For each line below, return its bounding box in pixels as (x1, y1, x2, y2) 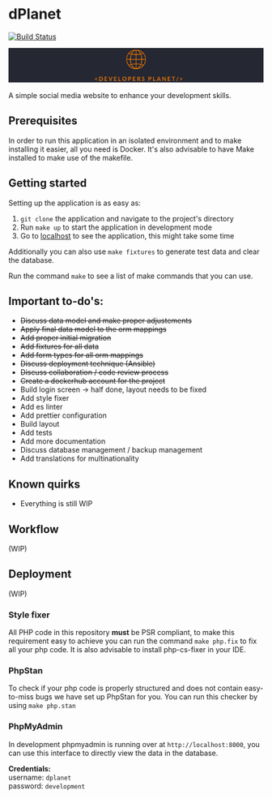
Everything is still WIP (19, 499, 93, 509)
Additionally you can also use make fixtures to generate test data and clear (8, 247, 261, 256)
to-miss (8, 692, 34, 702)
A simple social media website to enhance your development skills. (8, 90, 232, 100)
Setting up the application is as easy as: (8, 198, 142, 208)
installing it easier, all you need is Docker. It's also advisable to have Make (8, 144, 255, 154)
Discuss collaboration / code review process (19, 367, 168, 377)
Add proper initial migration (19, 333, 112, 343)
